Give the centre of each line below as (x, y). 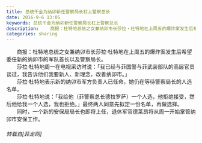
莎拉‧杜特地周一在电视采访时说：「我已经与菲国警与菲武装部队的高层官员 (106, 67)
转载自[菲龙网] (24, 134)
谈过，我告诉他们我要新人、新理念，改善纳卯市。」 (68, 74)
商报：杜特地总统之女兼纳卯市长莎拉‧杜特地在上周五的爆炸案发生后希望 (104, 52)
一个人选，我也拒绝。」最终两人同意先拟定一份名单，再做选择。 (105, 104)
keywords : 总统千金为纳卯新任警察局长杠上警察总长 (62, 23)
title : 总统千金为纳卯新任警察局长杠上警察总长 (58, 12)
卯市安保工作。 (25, 119)
